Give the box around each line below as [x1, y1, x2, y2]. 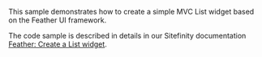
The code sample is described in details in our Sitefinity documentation [8, 31, 247, 40]
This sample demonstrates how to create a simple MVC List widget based [8, 7, 255, 16]
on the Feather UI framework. [8, 15, 107, 25]
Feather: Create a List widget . [8, 39, 107, 49]
